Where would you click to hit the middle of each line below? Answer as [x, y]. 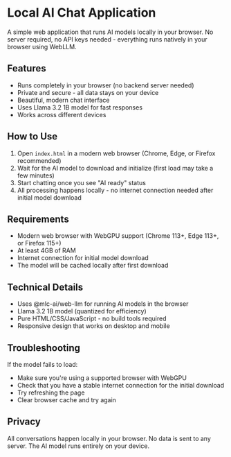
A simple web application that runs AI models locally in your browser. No [110, 32]
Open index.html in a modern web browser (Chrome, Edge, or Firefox [116, 153]
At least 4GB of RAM [46, 250]
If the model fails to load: [43, 364]
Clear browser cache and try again [66, 400]
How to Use [33, 137]
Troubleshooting [44, 348]
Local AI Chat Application [82, 13]
